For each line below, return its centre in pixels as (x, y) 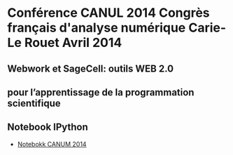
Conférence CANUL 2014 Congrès (108, 13)
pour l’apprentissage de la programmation (101, 92)
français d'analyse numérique (97, 28)
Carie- (207, 28)
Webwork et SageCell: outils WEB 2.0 (90, 68)
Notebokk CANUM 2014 (52, 144)
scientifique (34, 103)
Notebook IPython (48, 127)
